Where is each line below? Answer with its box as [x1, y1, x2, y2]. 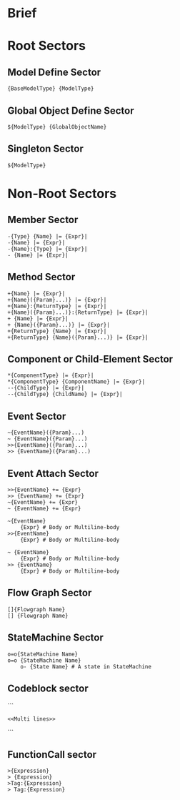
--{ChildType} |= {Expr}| [7, 385, 84, 392]
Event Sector [7, 410, 66, 423]
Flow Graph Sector [7, 587, 92, 599]
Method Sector [7, 271, 76, 283]
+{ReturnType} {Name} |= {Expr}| [7, 327, 107, 335]
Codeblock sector [7, 683, 89, 695]
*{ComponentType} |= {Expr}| [7, 372, 94, 380]
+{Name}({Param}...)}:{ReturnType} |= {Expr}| [7, 309, 149, 316]
